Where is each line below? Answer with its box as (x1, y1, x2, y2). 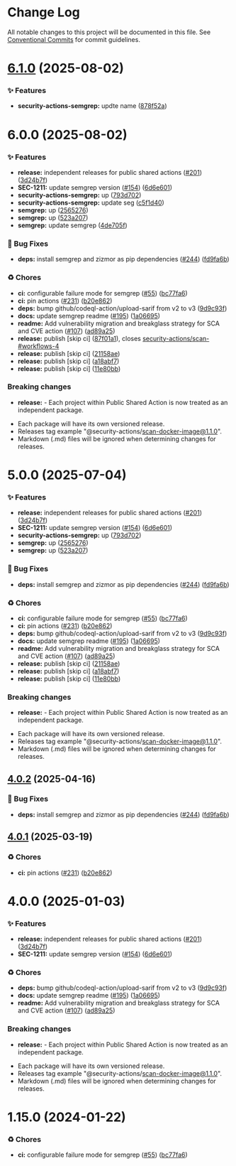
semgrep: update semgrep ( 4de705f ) (17, 221, 128, 230)
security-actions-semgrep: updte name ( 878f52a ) (17, 102, 168, 110)
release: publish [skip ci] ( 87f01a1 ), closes (17, 334, 142, 342)
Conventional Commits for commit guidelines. (7, 35, 140, 43)
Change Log (7, 4, 80, 21)
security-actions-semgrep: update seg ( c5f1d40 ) (17, 198, 164, 207)
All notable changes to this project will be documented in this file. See (7, 28, 211, 36)
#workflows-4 (17, 342, 60, 350)
